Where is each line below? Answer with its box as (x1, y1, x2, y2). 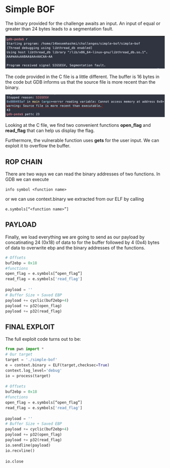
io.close (5, 459, 24, 464)
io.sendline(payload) (5, 443, 51, 448)
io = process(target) (5, 373, 51, 378)
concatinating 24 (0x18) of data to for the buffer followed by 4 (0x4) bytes (5, 239, 160, 245)
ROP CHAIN (5, 157, 43, 166)
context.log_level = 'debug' (5, 368, 62, 373)
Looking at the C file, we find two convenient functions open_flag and (5, 122, 151, 128)
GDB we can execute (5, 176, 49, 182)
